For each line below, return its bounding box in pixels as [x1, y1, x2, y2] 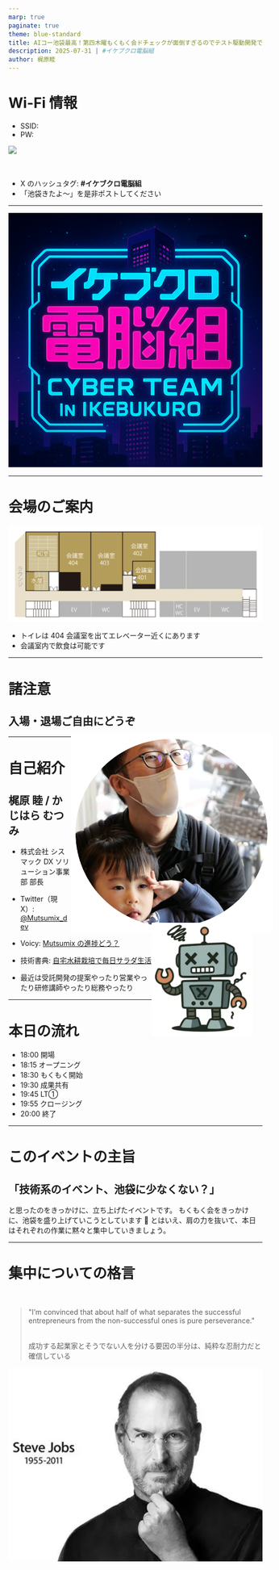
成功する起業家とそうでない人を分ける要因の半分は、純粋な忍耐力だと [27, 1341, 262, 1351]
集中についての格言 [8, 1264, 135, 1283]
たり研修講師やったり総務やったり [19, 983, 134, 993]
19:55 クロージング [19, 1099, 83, 1109]
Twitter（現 [19, 894, 58, 904]
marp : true [8, 13, 45, 21]
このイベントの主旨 [8, 1148, 136, 1166]
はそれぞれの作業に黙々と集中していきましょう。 [8, 1225, 171, 1235]
